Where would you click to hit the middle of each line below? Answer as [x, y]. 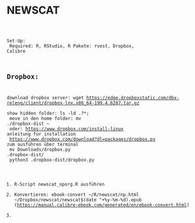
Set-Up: [16, 41]
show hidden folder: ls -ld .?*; [48, 114]
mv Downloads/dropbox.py [40, 150]
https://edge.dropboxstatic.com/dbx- [133, 98]
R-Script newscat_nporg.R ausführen [60, 185]
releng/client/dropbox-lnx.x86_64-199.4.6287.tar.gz [73, 103]
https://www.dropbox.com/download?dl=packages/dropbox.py [82, 140]
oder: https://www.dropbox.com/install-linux [66, 129]
